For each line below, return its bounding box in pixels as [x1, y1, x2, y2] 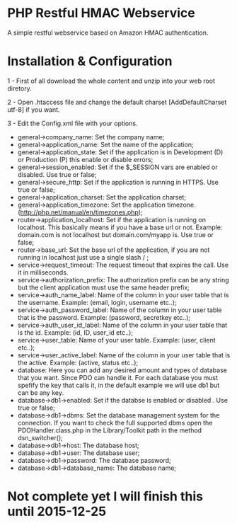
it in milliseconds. [17, 268, 69, 277]
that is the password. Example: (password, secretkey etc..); [17, 313, 191, 321]
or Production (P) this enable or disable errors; [17, 155, 154, 163]
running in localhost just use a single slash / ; [17, 253, 149, 261]
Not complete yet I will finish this [7, 488, 204, 505]
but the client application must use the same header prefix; [17, 283, 190, 292]
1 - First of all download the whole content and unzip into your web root [7, 76, 216, 85]
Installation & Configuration [7, 53, 173, 69]
